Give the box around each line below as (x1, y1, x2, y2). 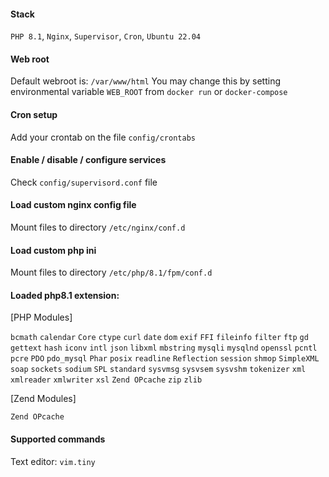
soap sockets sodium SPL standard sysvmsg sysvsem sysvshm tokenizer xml (10, 365, 307, 375)
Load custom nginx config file (10, 199, 137, 211)
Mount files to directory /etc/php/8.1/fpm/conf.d (10, 266, 213, 279)
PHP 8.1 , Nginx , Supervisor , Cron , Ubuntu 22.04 (10, 30, 201, 42)
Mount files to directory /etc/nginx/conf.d (10, 221, 186, 234)
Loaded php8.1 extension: (10, 289, 120, 301)
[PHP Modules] (10, 311, 73, 324)
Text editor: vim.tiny (10, 455, 96, 467)
